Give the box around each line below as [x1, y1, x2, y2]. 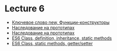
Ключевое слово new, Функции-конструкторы [11, 19, 110, 25]
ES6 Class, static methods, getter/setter [11, 40, 93, 46]
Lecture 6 [4, 3, 45, 14]
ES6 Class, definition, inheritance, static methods [11, 35, 112, 41]
